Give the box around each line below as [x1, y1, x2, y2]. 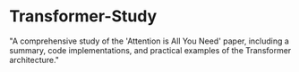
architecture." [9, 54, 60, 65]
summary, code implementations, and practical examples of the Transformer [9, 44, 292, 55]
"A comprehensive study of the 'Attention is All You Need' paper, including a [9, 36, 289, 46]
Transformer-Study [9, 6, 158, 27]
